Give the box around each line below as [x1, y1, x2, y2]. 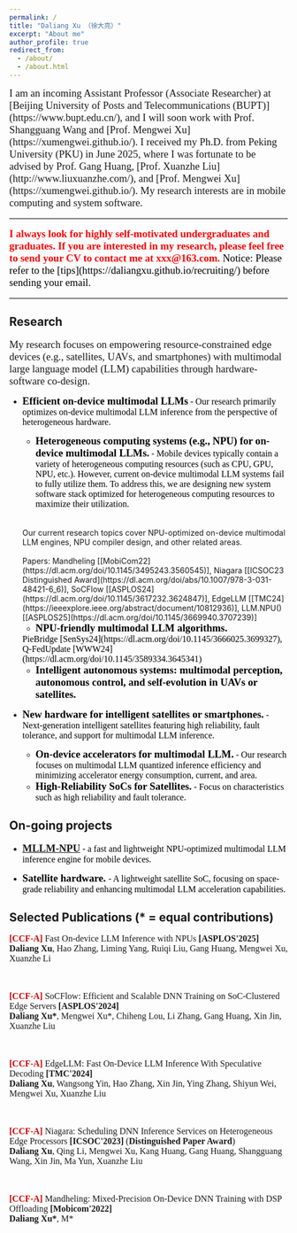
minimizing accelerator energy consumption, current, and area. [34, 770, 258, 780]
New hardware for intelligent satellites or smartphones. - [21, 708, 270, 720]
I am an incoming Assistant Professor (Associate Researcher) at [9, 86, 271, 99]
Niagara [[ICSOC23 [213, 564, 285, 576]
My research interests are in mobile [140, 183, 286, 197]
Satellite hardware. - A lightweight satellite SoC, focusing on [21, 872, 255, 884]
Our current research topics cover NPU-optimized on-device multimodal [21, 527, 286, 538]
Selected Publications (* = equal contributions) [9, 910, 274, 925]
